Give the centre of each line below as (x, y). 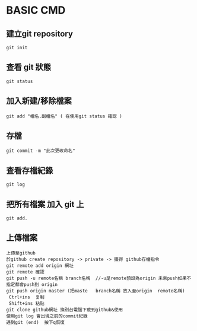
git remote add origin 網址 (40, 265)
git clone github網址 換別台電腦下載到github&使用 (65, 310)
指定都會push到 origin (32, 284)
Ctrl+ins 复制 (26, 297)
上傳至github (21, 253)
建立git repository (39, 34)
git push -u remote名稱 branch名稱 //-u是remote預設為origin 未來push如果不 (99, 278)
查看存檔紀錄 (30, 171)
